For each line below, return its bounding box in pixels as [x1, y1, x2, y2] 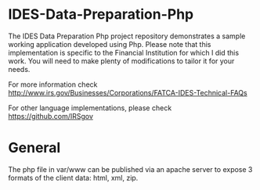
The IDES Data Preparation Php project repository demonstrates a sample [8, 31, 246, 41]
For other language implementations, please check [8, 103, 172, 113]
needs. [8, 64, 31, 73]
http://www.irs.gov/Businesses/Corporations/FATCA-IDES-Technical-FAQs [8, 88, 248, 97]
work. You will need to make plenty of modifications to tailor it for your [8, 56, 235, 66]
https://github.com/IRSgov [8, 111, 94, 120]
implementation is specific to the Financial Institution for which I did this [8, 48, 240, 57]
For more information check [8, 80, 98, 89]
